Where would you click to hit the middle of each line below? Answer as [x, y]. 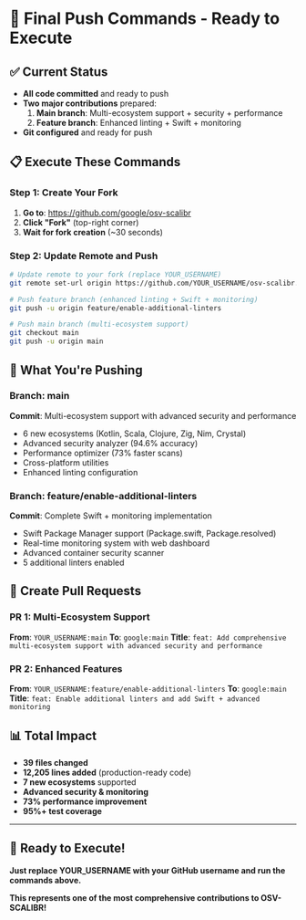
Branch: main [40, 396]
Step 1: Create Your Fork [64, 193]
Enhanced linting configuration [80, 472]
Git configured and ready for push [87, 132]
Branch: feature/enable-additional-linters [103, 496]
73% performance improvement [85, 801]
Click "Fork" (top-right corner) [81, 222]
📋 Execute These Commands [95, 162]
